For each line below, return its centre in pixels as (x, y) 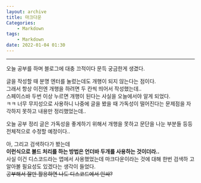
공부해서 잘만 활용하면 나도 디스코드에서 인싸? (60, 173)
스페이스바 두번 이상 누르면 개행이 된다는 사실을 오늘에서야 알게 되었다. (88, 96)
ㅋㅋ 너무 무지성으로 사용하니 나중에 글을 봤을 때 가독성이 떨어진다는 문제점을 (96, 103)
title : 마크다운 (24, 17)
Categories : (21, 23)
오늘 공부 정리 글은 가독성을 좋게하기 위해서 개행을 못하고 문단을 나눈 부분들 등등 (100, 124)
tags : (13, 34)
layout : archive (26, 12)
